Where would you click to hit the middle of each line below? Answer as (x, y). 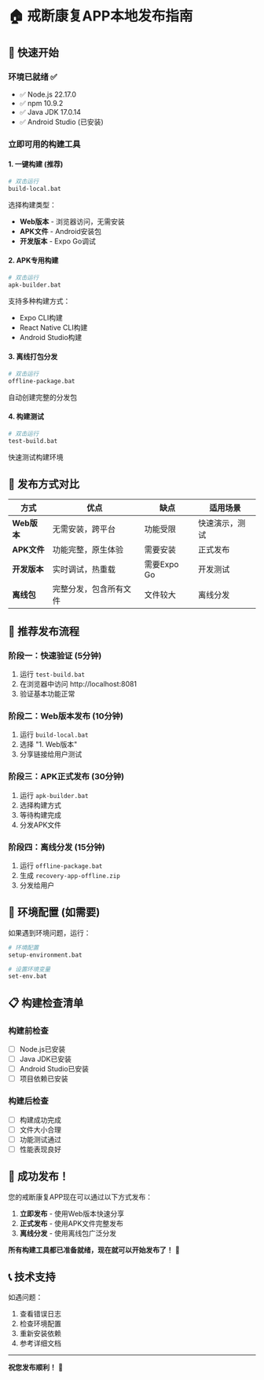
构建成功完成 (40, 1119)
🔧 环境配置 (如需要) (54, 912)
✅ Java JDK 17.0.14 (50, 112)
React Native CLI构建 (53, 328)
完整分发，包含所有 (88, 589)
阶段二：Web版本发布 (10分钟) (66, 716)
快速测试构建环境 (36, 457)
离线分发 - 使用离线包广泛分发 (68, 1233)
